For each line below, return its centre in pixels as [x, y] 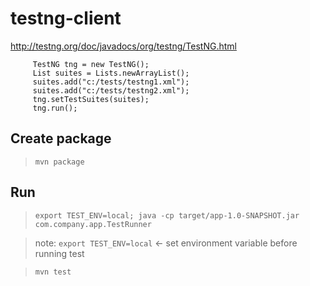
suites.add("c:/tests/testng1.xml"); [111, 82]
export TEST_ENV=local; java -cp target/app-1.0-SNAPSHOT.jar [167, 215]
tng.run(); [55, 108]
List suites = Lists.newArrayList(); [111, 73]
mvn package [59, 162]
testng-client [66, 18]
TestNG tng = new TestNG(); [91, 64]
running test [59, 253]
